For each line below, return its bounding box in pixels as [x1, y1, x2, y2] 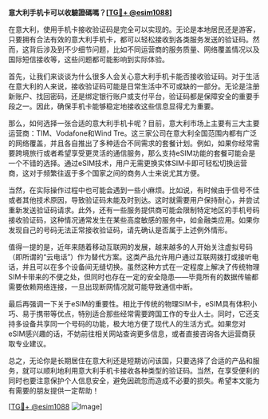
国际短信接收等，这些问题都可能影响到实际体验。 [8, 55, 169, 64]
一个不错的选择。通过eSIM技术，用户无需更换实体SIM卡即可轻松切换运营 [8, 159, 247, 168]
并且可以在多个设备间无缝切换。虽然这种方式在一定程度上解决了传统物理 [22, 263, 260, 271]
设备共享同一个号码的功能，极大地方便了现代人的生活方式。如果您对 [22, 319, 246, 328]
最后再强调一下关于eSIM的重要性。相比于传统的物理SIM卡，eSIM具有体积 [8, 299, 250, 308]
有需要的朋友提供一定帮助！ [8, 386, 100, 395]
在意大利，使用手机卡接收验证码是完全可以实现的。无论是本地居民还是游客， [8, 25, 260, 34]
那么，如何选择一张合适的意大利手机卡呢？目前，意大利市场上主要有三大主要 [8, 119, 260, 128]
